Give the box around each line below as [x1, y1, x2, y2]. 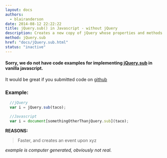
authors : [5, 12, 24, 17]
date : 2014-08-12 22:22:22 [5, 21, 62, 26]
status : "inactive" [5, 44, 46, 49]
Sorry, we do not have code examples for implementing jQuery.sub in [5, 60, 153, 66]
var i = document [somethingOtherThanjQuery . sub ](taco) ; [10, 118, 129, 123]
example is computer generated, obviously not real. [5, 147, 112, 153]
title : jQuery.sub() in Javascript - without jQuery [5, 26, 118, 31]
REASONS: [5, 127, 29, 133]
